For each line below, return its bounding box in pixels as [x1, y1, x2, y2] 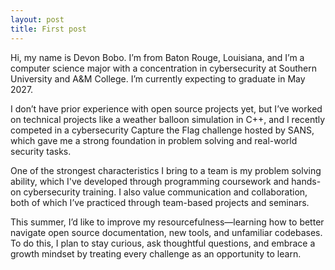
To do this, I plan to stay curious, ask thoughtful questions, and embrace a [10, 237, 316, 249]
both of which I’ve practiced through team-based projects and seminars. [10, 196, 310, 208]
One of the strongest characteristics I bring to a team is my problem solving [10, 164, 322, 176]
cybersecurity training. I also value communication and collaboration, [23, 186, 308, 198]
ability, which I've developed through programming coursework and [10, 175, 290, 187]
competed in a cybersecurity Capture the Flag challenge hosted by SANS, [10, 124, 315, 136]
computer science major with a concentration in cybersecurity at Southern [10, 62, 317, 74]
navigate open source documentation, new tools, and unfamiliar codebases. [10, 226, 323, 238]
